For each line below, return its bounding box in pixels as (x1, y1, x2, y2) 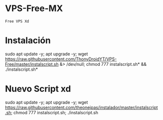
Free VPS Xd (5, 19, 29, 24)
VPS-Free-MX (5, 3, 63, 14)
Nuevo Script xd (5, 83, 71, 94)
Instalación (5, 35, 51, 46)
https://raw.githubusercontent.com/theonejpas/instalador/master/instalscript (5, 105, 158, 110)
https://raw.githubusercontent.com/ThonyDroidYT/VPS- (5, 56, 117, 62)
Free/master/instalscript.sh (5, 61, 59, 67)
